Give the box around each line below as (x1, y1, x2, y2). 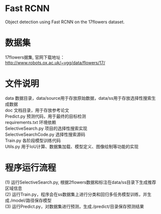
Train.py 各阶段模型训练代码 (5, 138, 61, 143)
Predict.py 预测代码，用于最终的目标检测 (5, 113, 86, 119)
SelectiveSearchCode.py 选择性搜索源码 (5, 131, 86, 137)
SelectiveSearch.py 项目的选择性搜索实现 (5, 125, 88, 131)
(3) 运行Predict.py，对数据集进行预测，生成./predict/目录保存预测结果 (5, 203, 145, 209)
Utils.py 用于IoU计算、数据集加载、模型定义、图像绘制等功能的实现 (5, 143, 139, 149)
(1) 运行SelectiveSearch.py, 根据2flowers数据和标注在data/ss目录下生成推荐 (5, 179, 157, 185)
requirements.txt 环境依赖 (5, 119, 57, 125)
